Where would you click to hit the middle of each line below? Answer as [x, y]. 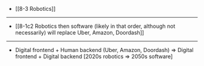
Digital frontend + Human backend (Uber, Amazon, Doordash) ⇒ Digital [104, 50]
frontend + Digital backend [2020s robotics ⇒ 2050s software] [94, 56]
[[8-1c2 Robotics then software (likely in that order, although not [95, 26]
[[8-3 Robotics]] [35, 9]
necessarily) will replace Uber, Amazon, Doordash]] [80, 32]
